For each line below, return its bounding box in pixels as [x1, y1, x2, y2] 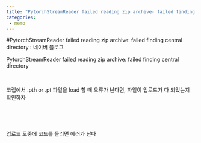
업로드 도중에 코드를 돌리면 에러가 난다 [6, 130, 96, 138]
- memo [8, 20, 26, 26]
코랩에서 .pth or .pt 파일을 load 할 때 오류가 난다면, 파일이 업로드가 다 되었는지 [6, 86, 190, 94]
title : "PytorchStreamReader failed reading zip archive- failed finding [6, 8, 196, 15]
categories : [6, 14, 36, 21]
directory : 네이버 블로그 [6, 43, 64, 51]
